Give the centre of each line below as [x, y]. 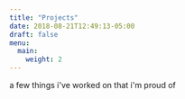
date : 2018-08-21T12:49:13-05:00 [72, 26]
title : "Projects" [44, 18]
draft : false [34, 34]
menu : [19, 43]
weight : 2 [44, 59]
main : [28, 51]
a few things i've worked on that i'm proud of [92, 85]
